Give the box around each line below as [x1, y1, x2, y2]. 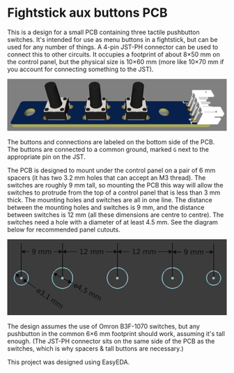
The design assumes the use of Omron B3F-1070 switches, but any [7, 322, 201, 330]
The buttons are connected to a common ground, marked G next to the [7, 145, 209, 154]
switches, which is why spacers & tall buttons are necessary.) [7, 344, 184, 353]
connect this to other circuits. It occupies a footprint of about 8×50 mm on [7, 50, 221, 59]
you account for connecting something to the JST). [7, 65, 154, 73]
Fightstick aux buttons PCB [7, 5, 168, 21]
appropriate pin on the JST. [7, 153, 86, 161]
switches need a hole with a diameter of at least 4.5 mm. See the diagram [7, 218, 218, 227]
